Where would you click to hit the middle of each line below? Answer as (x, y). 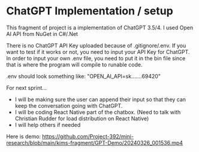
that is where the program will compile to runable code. (74, 65)
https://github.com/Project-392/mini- (88, 136)
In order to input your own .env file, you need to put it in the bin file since (96, 58)
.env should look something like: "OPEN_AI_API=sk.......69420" (83, 76)
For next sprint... (26, 87)
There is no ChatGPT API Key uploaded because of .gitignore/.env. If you (96, 45)
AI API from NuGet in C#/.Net (42, 34)
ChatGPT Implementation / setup (90, 11)
